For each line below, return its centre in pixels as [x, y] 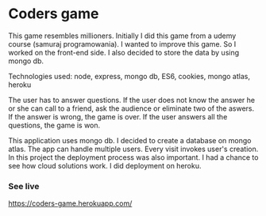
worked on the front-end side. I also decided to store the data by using [124, 52]
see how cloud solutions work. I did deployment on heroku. [105, 165]
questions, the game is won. [54, 125]
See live [24, 186]
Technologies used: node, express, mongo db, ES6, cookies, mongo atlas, [129, 76]
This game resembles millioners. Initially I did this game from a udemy [122, 36]
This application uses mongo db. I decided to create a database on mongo [130, 140]
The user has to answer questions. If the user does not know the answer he [132, 100]
